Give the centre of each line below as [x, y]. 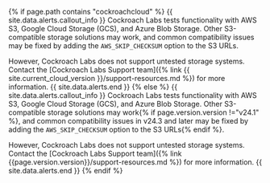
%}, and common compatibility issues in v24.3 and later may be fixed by [128, 121]
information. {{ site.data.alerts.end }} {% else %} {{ [93, 87]
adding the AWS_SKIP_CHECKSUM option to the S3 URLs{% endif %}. [116, 129]
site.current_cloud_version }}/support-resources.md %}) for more [117, 78]
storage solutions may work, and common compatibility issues [151, 37]
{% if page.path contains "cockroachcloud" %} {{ [91, 12]
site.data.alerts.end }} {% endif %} [66, 171]
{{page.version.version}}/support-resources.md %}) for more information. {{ [135, 162]
